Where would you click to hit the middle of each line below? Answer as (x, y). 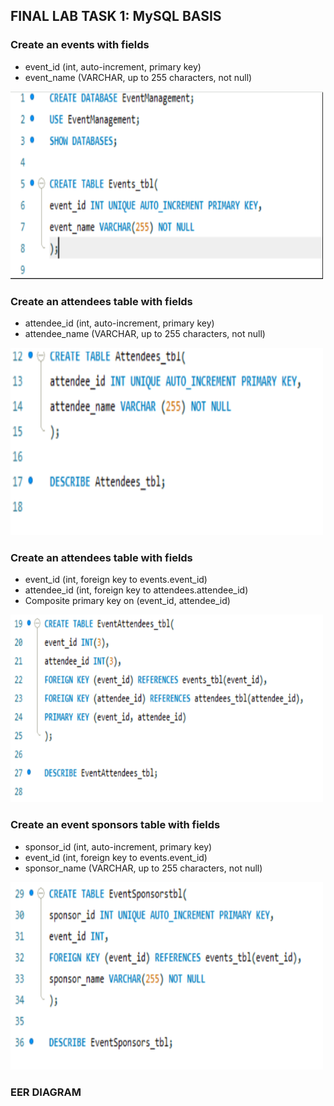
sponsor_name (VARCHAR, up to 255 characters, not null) (143, 868)
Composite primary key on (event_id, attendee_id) (127, 601)
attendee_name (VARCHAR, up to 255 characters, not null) (145, 333)
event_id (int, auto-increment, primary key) (113, 66)
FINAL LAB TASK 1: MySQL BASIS (116, 16)
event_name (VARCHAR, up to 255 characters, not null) (138, 77)
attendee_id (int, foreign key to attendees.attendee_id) (136, 590)
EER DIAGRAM (46, 1092)
